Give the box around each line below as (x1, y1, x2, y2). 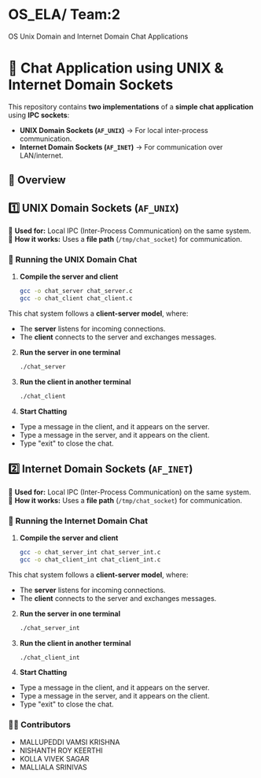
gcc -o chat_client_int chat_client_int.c (19, 555, 161, 564)
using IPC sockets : (8, 110, 70, 120)
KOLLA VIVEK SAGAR (19, 754, 90, 763)
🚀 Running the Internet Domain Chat (8, 515, 149, 526)
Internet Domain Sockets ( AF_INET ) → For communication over (19, 142, 223, 151)
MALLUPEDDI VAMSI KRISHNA (19, 737, 120, 747)
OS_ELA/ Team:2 (8, 6, 121, 24)
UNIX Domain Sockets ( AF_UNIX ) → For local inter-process (19, 125, 208, 135)
